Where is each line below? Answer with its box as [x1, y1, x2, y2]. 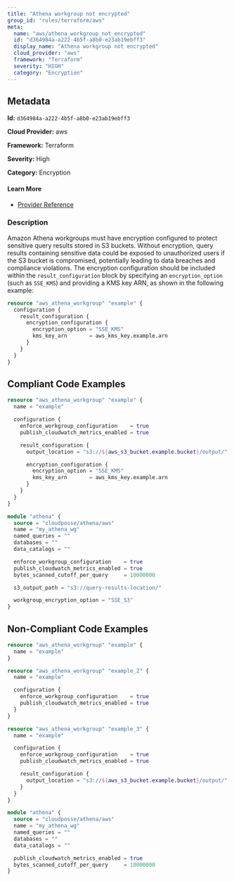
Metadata [7, 95, 51, 107]
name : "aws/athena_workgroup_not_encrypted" [13, 30, 146, 37]
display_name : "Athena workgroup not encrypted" [13, 43, 159, 50]
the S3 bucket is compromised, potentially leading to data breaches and [7, 256, 216, 265]
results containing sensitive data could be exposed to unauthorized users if [7, 248, 225, 257]
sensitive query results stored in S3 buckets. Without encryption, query [7, 241, 214, 250]
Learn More [7, 184, 42, 193]
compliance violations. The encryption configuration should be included [7, 263, 216, 272]
